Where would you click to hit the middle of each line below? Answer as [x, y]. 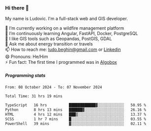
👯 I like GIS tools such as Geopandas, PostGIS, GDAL [59, 39]
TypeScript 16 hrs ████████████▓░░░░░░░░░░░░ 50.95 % [76, 105]
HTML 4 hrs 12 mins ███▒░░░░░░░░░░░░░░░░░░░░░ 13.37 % [76, 114]
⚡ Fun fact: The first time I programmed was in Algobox [61, 62]
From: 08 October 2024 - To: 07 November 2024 [54, 87]
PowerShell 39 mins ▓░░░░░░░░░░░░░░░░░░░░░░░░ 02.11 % [76, 124]
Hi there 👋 [17, 8]
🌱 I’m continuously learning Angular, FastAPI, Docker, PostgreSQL [72, 34]
